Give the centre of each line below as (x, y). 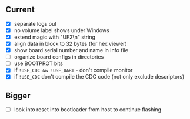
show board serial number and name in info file (71, 50)
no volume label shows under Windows (61, 30)
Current (20, 10)
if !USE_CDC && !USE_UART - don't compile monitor (73, 70)
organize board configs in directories (59, 57)
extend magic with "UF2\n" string (54, 37)
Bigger (18, 95)
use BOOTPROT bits (38, 63)
